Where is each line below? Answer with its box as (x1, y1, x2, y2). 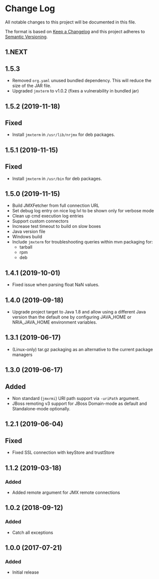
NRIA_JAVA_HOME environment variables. (12, 319, 98, 325)
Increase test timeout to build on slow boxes (12, 223, 101, 229)
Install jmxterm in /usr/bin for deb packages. (12, 176, 102, 181)
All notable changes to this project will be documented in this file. (5, 19, 137, 25)
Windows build (12, 234, 42, 240)
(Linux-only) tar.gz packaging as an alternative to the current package (12, 346, 153, 352)
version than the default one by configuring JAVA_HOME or (12, 314, 132, 320)
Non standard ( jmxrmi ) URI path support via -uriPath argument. (12, 396, 140, 401)
